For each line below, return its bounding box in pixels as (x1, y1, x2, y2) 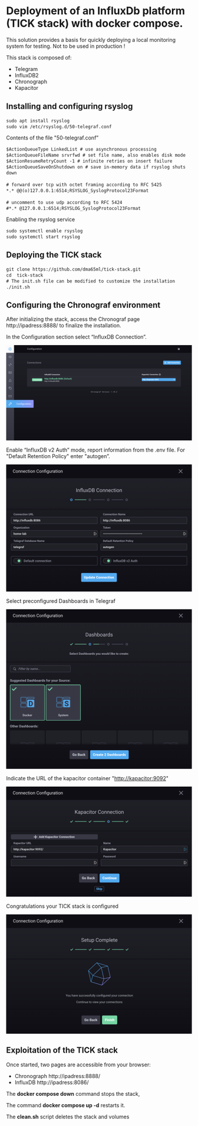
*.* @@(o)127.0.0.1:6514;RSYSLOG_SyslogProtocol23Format (6, 187, 149, 193)
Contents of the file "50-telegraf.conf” (6, 134, 99, 141)
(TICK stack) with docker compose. (6, 17, 183, 30)
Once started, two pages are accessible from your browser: (6, 1061, 151, 1068)
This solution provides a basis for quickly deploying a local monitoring (6, 36, 176, 43)
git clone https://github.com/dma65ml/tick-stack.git (6, 266, 141, 272)
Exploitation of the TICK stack (6, 1045, 118, 1056)
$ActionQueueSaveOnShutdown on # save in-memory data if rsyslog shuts (6, 164, 186, 170)
